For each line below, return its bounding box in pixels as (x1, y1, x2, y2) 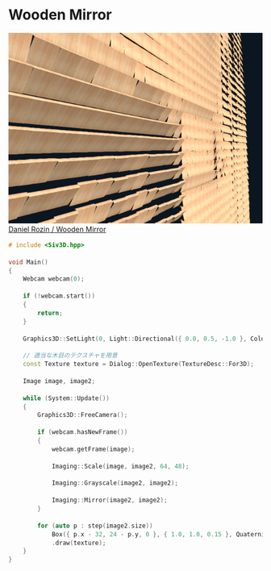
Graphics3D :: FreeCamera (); (37, 411, 128, 419)
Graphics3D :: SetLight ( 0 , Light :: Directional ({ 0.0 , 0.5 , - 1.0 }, (23, 335, 248, 343)
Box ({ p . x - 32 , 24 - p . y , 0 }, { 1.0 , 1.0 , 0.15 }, (51, 530, 233, 538)
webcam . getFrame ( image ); (51, 445, 135, 453)
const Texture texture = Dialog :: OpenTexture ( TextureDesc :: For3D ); (23, 361, 254, 369)
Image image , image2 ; (23, 377, 95, 385)
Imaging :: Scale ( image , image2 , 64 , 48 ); (51, 462, 190, 470)
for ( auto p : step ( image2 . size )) (37, 522, 153, 530)
